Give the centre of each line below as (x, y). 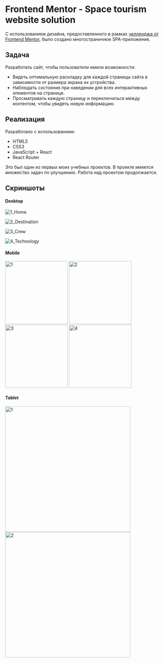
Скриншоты (25, 188)
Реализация (25, 119)
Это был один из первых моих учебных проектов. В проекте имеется (79, 167)
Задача (17, 55)
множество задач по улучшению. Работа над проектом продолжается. (81, 172)
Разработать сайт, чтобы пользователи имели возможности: (70, 67)
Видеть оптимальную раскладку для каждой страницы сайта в (80, 77)
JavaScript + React (32, 152)
